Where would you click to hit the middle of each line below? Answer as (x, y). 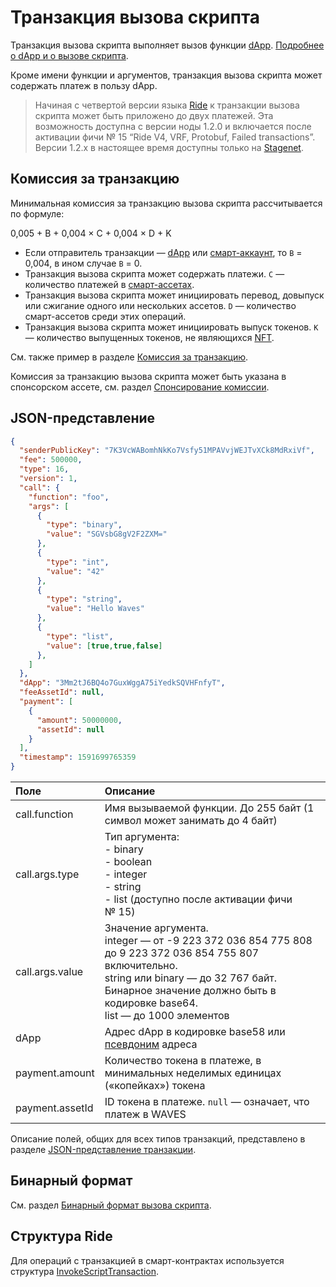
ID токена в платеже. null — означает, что (207, 1102)
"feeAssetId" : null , (62, 692)
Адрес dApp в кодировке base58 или (195, 1032)
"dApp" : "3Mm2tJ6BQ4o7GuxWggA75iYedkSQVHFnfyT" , (122, 683)
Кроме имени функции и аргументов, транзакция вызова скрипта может (166, 75)
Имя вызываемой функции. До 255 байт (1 (209, 808)
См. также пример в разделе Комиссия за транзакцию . (129, 357)
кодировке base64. (151, 1003)
